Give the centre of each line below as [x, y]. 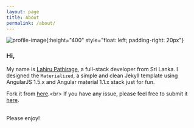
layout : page [23, 12]
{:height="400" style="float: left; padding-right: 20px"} [115, 40]
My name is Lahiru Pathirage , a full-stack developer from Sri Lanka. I [92, 69]
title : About [23, 18]
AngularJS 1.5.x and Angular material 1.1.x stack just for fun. [81, 82]
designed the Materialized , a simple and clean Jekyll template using [92, 75]
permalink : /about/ [31, 23]
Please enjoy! [23, 118]
